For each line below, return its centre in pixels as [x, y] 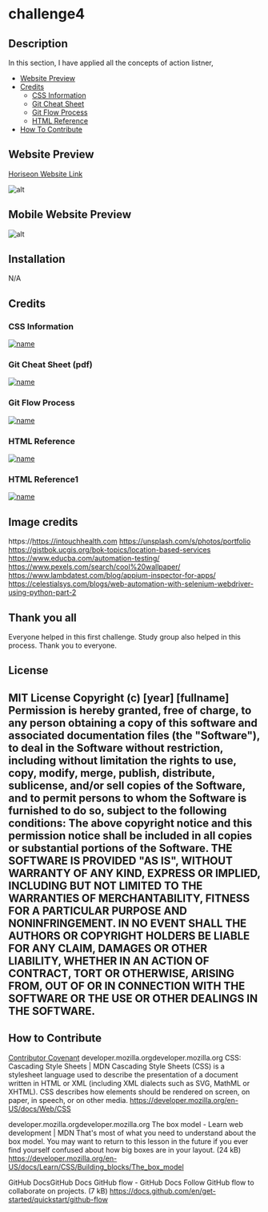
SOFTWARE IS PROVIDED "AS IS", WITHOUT [121, 861]
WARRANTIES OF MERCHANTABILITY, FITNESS [129, 898]
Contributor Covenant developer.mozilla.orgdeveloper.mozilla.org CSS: [125, 1057]
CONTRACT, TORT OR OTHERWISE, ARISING [121, 974]
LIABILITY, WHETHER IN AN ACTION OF [109, 961]
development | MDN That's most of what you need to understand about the [132, 1133]
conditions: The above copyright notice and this [130, 823]
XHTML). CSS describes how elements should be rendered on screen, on [129, 1092]
